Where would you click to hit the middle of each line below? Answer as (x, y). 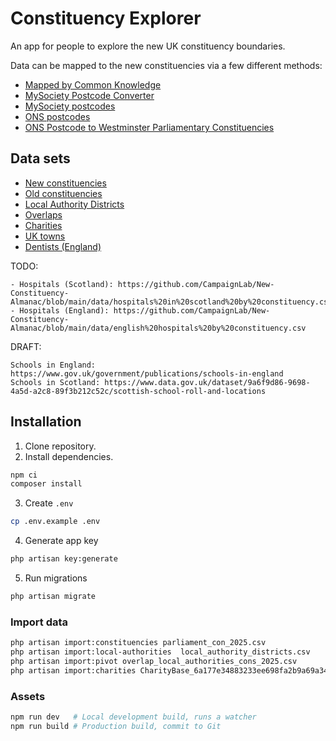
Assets (28, 696)
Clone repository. (60, 446)
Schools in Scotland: (55, 382)
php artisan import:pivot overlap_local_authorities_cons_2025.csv (154, 661)
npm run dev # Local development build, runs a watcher (133, 717)
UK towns (45, 236)
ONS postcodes (57, 116)
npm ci (24, 475)
